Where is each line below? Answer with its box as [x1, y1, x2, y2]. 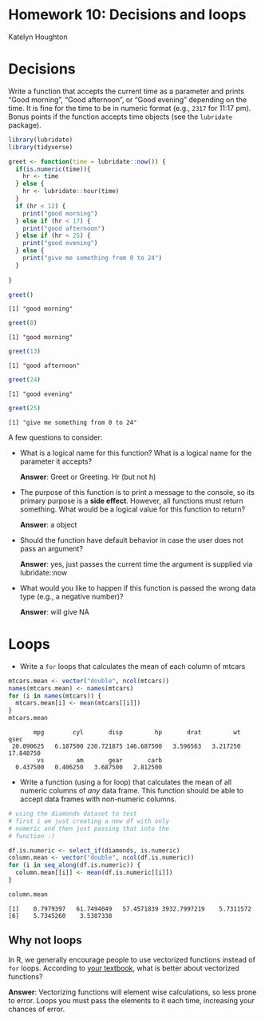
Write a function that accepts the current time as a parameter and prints [8, 86, 245, 96]
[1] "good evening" [8, 390, 73, 398]
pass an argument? [19, 544, 84, 553]
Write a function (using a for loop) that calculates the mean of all [19, 777, 232, 787]
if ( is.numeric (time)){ [15, 165, 91, 173]
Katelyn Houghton [8, 32, 68, 42]
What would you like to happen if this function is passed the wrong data [19, 583, 256, 592]
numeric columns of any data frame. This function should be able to [19, 786, 244, 796]
